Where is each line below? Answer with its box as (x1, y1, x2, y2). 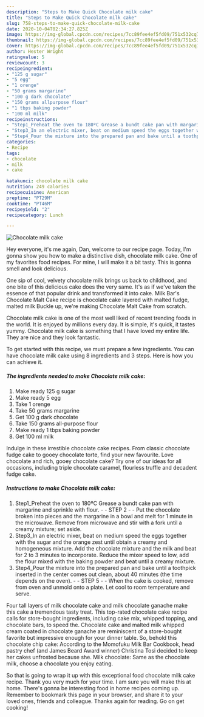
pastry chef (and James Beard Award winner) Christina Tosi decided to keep (6, 647, 198, 654)
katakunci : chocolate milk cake (6, 178, 88, 184)
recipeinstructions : (6, 116, 59, 122)
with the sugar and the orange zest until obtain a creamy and (15, 538, 168, 546)
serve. (15, 590, 32, 597)
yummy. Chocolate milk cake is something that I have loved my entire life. (6, 328, 190, 335)
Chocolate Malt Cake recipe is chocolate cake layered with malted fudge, (6, 296, 189, 304)
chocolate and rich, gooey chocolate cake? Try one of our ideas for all (6, 458, 182, 465)
